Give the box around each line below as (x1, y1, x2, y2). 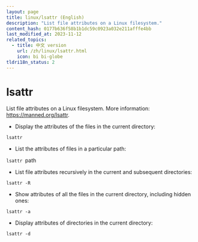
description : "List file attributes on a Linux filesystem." (6, 20, 163, 26)
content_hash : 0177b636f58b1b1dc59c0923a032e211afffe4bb (6, 25, 152, 32)
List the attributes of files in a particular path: (14, 145, 127, 152)
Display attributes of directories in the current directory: (14, 219, 153, 226)
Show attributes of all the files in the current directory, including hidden (14, 191, 191, 198)
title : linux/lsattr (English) (6, 14, 85, 20)
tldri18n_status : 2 (6, 59, 55, 65)
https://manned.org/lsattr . (6, 111, 70, 119)
